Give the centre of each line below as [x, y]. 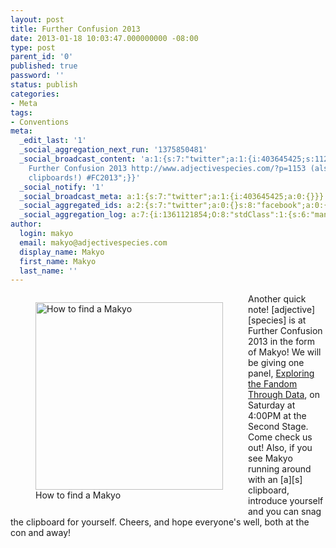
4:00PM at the [277, 416]
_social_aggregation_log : [73, 215]
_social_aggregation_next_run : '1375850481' [113, 150]
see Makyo [270, 458]
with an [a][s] [275, 480]
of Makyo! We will [285, 352]
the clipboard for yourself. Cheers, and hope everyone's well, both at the [160, 522]
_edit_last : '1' [53, 141]
